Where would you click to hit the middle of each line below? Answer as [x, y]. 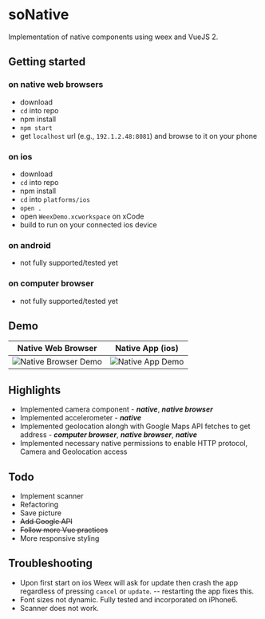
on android [30, 245]
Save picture [41, 513]
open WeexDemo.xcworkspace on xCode [82, 216]
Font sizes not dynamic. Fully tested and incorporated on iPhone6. [129, 599]
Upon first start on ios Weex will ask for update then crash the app [129, 582]
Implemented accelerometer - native [81, 418]
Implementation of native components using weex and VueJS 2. [113, 37]
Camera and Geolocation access [73, 451]
